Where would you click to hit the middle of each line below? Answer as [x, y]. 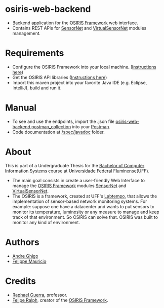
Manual [21, 108]
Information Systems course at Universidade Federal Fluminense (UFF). [77, 171]
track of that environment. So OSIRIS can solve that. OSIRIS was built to [85, 217]
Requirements [35, 53]
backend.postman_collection [41, 126]
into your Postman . [91, 126]
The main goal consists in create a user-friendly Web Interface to [78, 180]
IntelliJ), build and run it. [37, 88]
